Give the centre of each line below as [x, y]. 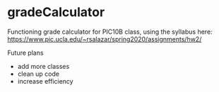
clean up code [39, 74]
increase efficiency [45, 81]
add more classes [43, 66]
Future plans [25, 53]
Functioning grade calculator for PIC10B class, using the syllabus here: [110, 32]
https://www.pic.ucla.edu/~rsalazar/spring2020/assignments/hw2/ [105, 39]
